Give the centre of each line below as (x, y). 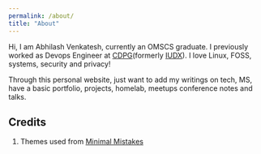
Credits (28, 122)
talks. (17, 96)
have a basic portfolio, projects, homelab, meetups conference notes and (130, 88)
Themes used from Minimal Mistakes (82, 142)
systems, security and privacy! (60, 64)
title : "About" (34, 24)
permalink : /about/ (41, 16)
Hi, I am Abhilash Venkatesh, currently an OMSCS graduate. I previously (128, 46)
